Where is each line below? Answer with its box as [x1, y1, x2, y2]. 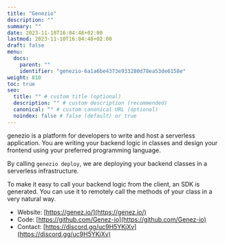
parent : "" [19, 61, 51, 68]
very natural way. [7, 194, 56, 203]
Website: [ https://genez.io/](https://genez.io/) [17, 208, 147, 216]
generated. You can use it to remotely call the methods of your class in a [7, 187, 213, 195]
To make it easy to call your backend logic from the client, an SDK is [7, 180, 200, 188]
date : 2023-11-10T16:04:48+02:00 [7, 29, 103, 36]
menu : [7, 49, 23, 56]
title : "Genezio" [7, 10, 57, 17]
